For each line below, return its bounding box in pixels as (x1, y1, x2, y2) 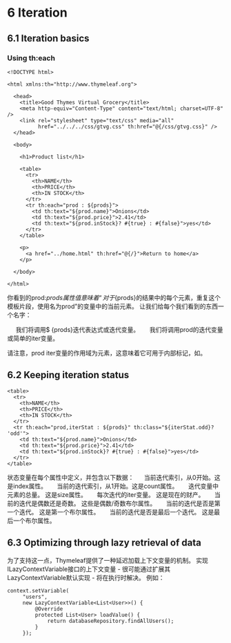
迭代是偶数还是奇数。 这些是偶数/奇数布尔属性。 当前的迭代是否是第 (19, 499, 221, 507)
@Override (34, 605, 63, 613)
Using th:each (7, 53, 55, 63)
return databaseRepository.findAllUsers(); (47, 617, 174, 624)
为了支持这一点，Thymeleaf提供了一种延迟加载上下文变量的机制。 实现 (7, 556, 209, 564)
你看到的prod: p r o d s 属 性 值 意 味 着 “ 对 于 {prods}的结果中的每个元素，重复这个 (7, 293, 221, 301)
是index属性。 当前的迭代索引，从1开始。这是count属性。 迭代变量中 (7, 482, 219, 490)
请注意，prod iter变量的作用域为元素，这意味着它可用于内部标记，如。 (7, 348, 207, 357)
